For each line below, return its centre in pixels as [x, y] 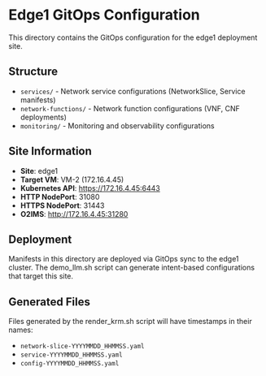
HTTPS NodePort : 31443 [62, 205]
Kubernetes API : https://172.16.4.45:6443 [90, 188]
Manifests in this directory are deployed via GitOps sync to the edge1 [124, 259]
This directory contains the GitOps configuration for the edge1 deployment [133, 37]
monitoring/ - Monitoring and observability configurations [117, 125]
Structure [33, 72]
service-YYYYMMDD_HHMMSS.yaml [72, 355]
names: [21, 330]
